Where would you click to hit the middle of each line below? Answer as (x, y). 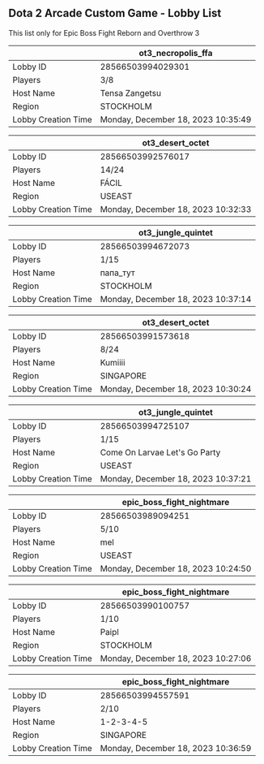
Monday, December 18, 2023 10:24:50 (176, 568)
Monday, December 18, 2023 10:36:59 (176, 748)
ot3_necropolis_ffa (176, 53)
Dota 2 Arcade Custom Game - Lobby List (115, 13)
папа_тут (117, 273)
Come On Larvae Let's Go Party (160, 452)
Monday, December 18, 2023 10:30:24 (176, 389)
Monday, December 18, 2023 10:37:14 (176, 299)
